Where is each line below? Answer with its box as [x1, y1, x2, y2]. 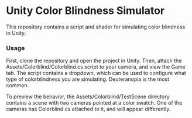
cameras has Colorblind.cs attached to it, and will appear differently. [6, 106, 171, 113]
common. [6, 82, 29, 89]
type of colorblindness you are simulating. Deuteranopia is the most [6, 76, 170, 83]
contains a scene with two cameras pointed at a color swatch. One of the [6, 99, 183, 106]
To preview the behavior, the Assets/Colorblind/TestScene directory [6, 93, 170, 100]
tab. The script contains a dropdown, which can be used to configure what [6, 70, 186, 77]
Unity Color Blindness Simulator [6, 4, 165, 17]
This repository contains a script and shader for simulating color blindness [6, 23, 186, 30]
